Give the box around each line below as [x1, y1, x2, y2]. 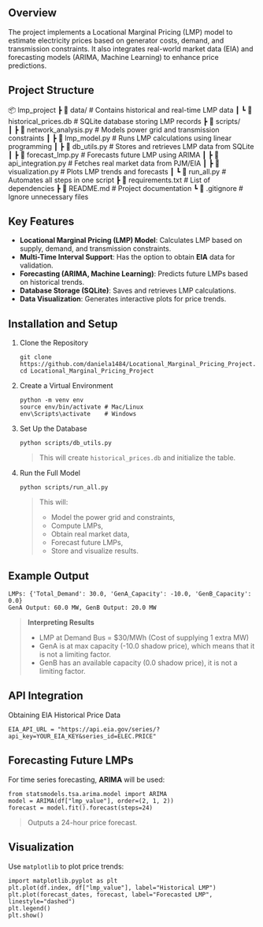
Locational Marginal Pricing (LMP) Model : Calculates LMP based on [19, 236, 243, 245]
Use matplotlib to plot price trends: [8, 862, 124, 871]
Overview [8, 6, 57, 20]
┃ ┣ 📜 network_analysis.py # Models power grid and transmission [8, 125, 220, 134]
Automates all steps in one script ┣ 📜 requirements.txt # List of [8, 175, 211, 185]
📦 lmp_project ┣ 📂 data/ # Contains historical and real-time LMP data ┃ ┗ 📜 [8, 105, 253, 114]
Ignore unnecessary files [8, 192, 89, 201]
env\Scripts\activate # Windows [19, 410, 137, 418]
